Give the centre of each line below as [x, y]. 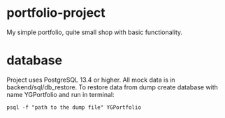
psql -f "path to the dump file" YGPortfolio [74, 107]
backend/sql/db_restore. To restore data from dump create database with [112, 87]
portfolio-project [56, 13]
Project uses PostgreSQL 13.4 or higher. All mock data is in [91, 80]
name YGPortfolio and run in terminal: [60, 94]
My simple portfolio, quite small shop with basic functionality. [95, 32]
